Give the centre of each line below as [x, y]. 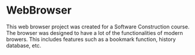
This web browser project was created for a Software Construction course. [98, 27]
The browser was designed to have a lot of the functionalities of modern [95, 33]
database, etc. [24, 46]
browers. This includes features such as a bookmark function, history [91, 39]
